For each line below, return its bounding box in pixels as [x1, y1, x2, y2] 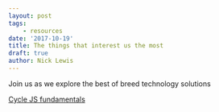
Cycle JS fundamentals [8, 94, 86, 104]
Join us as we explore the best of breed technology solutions [8, 78, 211, 89]
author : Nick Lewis [8, 57, 74, 65]
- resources [23, 27, 63, 35]
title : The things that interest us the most [8, 42, 163, 50]
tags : [8, 19, 27, 27]
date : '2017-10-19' [8, 34, 74, 43]
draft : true [8, 49, 48, 57]
